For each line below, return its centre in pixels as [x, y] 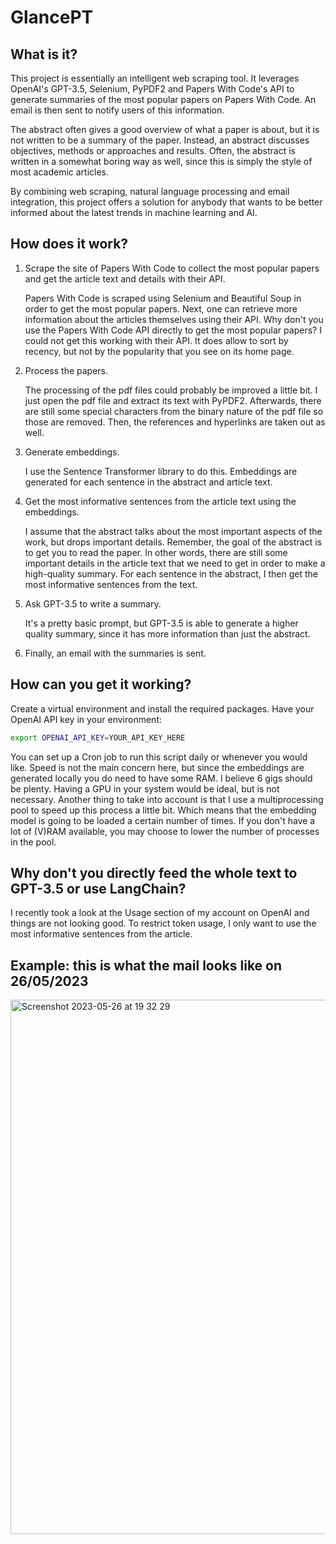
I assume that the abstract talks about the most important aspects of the [173, 531]
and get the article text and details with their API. [125, 278]
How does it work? [69, 244]
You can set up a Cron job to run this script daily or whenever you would [159, 757]
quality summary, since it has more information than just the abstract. [167, 633]
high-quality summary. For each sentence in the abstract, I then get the [171, 573]
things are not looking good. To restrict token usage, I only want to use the [163, 923]
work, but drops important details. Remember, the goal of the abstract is [173, 542]
